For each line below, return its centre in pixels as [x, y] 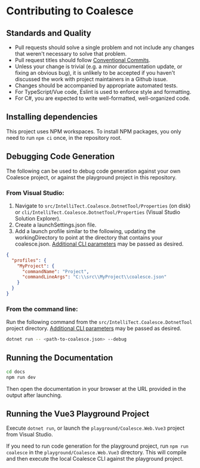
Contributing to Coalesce [70, 11]
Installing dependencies [52, 117]
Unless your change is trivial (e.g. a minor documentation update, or [99, 66]
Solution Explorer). [38, 218]
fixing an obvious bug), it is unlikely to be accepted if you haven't [95, 73]
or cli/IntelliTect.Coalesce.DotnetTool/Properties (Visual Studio [97, 212]
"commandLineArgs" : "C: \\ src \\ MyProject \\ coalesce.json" [94, 277]
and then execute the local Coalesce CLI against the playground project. [95, 459]
